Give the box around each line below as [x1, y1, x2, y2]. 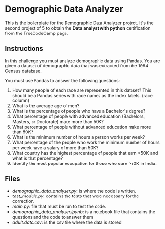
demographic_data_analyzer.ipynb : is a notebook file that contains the [12, 208, 156, 215]
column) [12, 98, 30, 103]
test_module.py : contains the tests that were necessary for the [12, 193, 139, 199]
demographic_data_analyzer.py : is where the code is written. [12, 188, 136, 194]
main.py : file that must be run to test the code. [12, 203, 107, 209]
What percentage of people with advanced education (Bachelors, [12, 113, 145, 119]
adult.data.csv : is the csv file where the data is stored [12, 219, 122, 225]
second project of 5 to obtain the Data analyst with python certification [5, 25, 151, 31]
